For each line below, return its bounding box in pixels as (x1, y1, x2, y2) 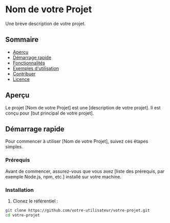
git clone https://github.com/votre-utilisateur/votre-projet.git (5, 208, 150, 213)
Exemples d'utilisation (12, 65, 59, 71)
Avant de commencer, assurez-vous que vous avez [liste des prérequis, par (5, 168, 165, 174)
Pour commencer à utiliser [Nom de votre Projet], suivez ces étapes (5, 138, 148, 144)
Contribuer (12, 71, 36, 77)
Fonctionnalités (12, 60, 45, 66)
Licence (12, 76, 30, 82)
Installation (5, 186, 34, 193)
